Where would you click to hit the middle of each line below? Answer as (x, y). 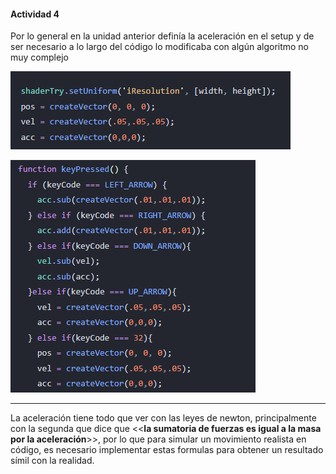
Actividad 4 (35, 14)
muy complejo (39, 57)
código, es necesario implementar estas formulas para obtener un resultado (167, 450)
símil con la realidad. (52, 461)
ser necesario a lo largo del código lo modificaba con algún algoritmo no (160, 47)
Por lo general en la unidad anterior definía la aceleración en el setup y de (162, 36)
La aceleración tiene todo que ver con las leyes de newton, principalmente (163, 418)
